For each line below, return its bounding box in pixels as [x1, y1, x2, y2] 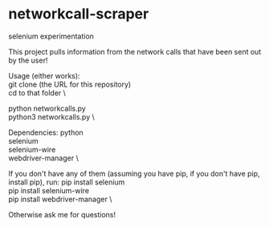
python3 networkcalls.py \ [8, 111, 95, 121]
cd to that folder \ [8, 87, 67, 97]
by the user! [8, 55, 48, 65]
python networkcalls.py [8, 103, 86, 113]
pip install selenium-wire [8, 185, 90, 195]
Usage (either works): [8, 71, 80, 80]
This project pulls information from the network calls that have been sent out [8, 47, 262, 56]
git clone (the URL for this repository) [8, 79, 132, 89]
